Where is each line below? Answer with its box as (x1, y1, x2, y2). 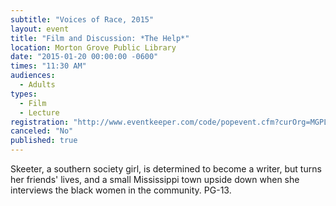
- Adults (19, 80, 56, 90)
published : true (10, 136, 78, 146)
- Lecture (19, 107, 60, 118)
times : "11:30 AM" (10, 61, 87, 71)
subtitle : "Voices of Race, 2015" (10, 14, 155, 25)
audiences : (10, 71, 56, 81)
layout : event (10, 24, 70, 34)
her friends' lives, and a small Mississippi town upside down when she (10, 174, 300, 185)
